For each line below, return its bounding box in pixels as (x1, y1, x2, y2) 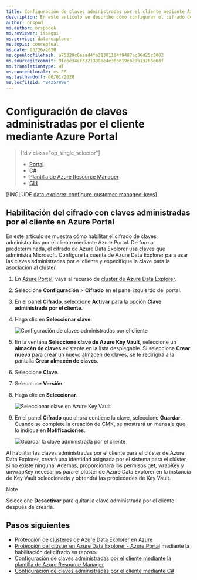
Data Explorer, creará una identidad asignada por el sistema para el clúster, (6, 455, 188, 462)
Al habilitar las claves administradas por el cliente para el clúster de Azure (6, 449, 185, 456)
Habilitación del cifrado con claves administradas (6, 208, 191, 218)
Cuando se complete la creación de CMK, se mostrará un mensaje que (14, 420, 186, 427)
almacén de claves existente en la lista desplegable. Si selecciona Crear (14, 344, 191, 351)
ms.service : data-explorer (6, 36, 72, 42)
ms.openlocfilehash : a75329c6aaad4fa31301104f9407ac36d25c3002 (6, 52, 164, 58)
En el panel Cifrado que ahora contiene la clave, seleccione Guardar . (14, 414, 182, 421)
